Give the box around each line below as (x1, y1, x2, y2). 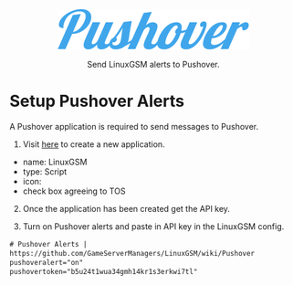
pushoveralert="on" (9, 258, 84, 267)
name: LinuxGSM (22, 156, 88, 167)
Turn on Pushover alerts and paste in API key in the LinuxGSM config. (22, 220, 285, 232)
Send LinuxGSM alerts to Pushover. (86, 59, 221, 69)
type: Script (22, 165, 68, 177)
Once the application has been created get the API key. (22, 203, 231, 214)
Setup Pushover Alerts (9, 91, 185, 111)
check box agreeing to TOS (22, 185, 126, 196)
